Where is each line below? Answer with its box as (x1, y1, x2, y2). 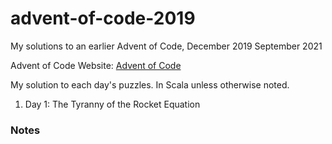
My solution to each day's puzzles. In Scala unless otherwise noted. (10, 78, 290, 91)
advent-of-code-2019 (10, 7, 196, 30)
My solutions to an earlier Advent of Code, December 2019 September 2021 (10, 40, 323, 52)
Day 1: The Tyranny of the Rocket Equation (24, 98, 201, 110)
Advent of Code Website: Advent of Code (10, 59, 182, 71)
